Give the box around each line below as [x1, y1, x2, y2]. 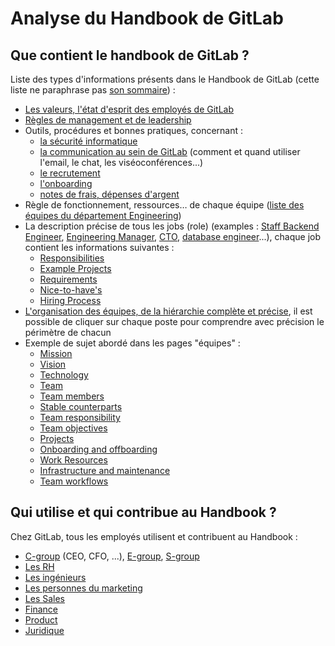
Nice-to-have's [39, 284, 103, 296]
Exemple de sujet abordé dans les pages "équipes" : [24, 337, 241, 349]
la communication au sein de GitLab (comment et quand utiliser [39, 146, 301, 157]
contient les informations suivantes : [24, 242, 175, 253]
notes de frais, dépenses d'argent [39, 188, 180, 200]
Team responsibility [39, 412, 121, 423]
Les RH [24, 560, 55, 572]
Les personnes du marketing [24, 582, 143, 594]
